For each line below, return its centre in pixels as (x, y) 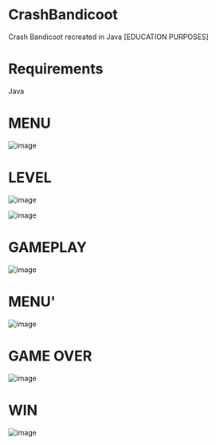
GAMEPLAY (48, 247)
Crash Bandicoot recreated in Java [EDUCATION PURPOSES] (108, 37)
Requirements (56, 69)
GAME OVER (50, 356)
